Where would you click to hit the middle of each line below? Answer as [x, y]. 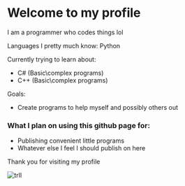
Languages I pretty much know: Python [64, 45]
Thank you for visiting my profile [54, 162]
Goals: [16, 94]
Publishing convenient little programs [71, 141]
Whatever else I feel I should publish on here [81, 148]
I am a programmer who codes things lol [65, 32]
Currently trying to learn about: [52, 59]
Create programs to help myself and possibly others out [98, 107]
